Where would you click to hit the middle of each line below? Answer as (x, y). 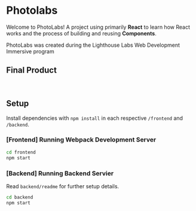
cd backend (20, 197)
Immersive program (30, 51)
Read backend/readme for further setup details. (63, 186)
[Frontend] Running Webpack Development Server (81, 140)
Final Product (31, 70)
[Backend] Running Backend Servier (60, 173)
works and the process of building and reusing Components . (82, 33)
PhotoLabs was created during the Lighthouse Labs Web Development (93, 45)
